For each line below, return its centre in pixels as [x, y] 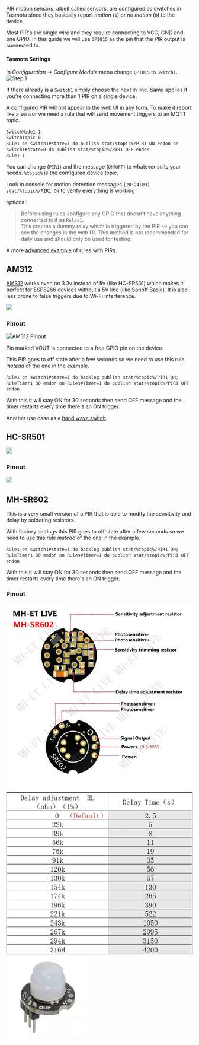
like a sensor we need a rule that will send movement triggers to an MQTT [96, 114]
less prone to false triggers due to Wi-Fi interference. [71, 296]
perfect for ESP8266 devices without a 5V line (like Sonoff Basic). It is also [97, 290]
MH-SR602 [27, 499]
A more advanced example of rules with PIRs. [62, 250]
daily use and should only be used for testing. [76, 239]
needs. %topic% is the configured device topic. [62, 173]
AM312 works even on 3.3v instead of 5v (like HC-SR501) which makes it [95, 284]
